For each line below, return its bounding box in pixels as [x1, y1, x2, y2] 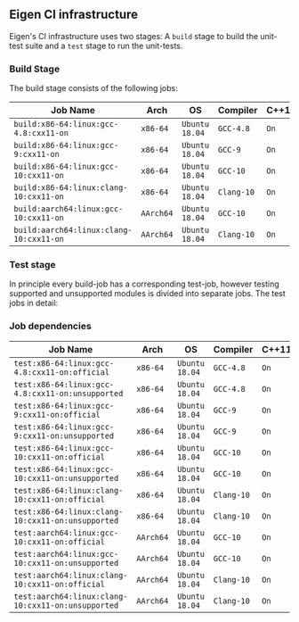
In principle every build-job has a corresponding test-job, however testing [9, 278, 280, 289]
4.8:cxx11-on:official [13, 367, 109, 377]
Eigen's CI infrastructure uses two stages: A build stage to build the [9, 30, 259, 41]
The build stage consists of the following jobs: [9, 83, 178, 94]
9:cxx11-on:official [13, 410, 101, 419]
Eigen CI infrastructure [9, 7, 138, 22]
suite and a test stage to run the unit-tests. [25, 40, 183, 51]
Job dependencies [9, 320, 92, 333]
